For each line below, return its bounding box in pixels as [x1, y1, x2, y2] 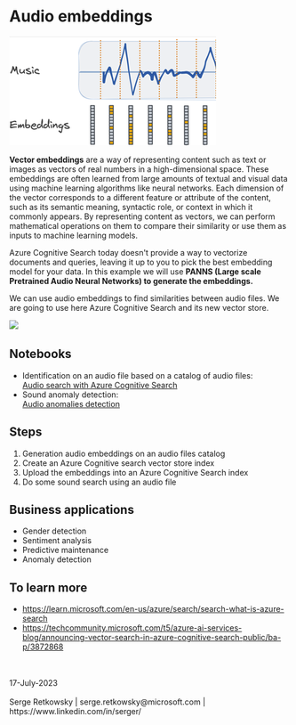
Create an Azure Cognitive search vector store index [21, 457, 215, 468]
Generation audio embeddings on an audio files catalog [21, 448, 226, 459]
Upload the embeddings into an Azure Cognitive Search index [21, 467, 249, 477]
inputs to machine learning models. [9, 230, 138, 240]
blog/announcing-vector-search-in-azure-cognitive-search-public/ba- [21, 632, 282, 643]
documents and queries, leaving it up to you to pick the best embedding [9, 257, 273, 267]
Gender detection [21, 525, 87, 536]
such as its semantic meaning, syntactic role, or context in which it [9, 201, 253, 212]
